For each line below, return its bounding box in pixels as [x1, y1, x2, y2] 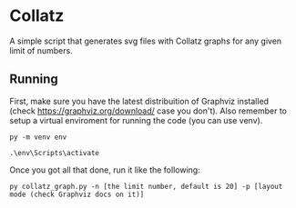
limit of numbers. [9, 45, 73, 55]
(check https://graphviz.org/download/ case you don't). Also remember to [9, 105, 288, 116]
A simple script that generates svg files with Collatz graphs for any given [9, 35, 282, 46]
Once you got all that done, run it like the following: [9, 164, 200, 175]
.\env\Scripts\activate [9, 148, 100, 157]
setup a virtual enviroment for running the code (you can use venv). [9, 114, 263, 125]
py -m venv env [9, 133, 67, 142]
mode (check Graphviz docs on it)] [9, 190, 145, 199]
